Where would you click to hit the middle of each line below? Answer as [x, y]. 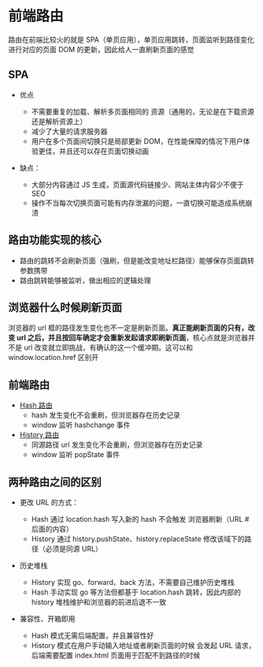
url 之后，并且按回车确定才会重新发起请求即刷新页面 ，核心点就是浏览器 [133, 338]
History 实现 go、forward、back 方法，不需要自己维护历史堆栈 [133, 582]
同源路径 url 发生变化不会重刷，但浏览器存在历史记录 [117, 445]
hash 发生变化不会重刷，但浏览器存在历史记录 [106, 415]
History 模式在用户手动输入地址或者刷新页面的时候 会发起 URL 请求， [143, 645]
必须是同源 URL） [74, 549]
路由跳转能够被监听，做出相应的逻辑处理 [85, 280]
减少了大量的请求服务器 [69, 131]
